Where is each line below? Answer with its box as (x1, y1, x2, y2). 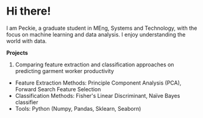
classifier (15, 99, 38, 106)
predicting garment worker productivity (15, 67, 115, 74)
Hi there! (6, 4, 51, 18)
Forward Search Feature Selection (15, 85, 101, 92)
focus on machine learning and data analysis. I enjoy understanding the (6, 30, 186, 38)
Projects (6, 49, 29, 56)
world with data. (6, 37, 47, 44)
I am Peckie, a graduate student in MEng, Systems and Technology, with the (6, 24, 198, 32)
